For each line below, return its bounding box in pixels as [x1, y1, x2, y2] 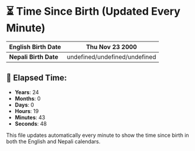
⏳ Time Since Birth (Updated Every [6, 5, 181, 18]
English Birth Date [9, 43, 61, 51]
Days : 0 [14, 101, 34, 108]
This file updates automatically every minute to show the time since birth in [6, 131, 190, 139]
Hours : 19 [14, 107, 39, 114]
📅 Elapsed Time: [6, 73, 67, 83]
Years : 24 [14, 88, 39, 95]
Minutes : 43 [14, 114, 46, 121]
